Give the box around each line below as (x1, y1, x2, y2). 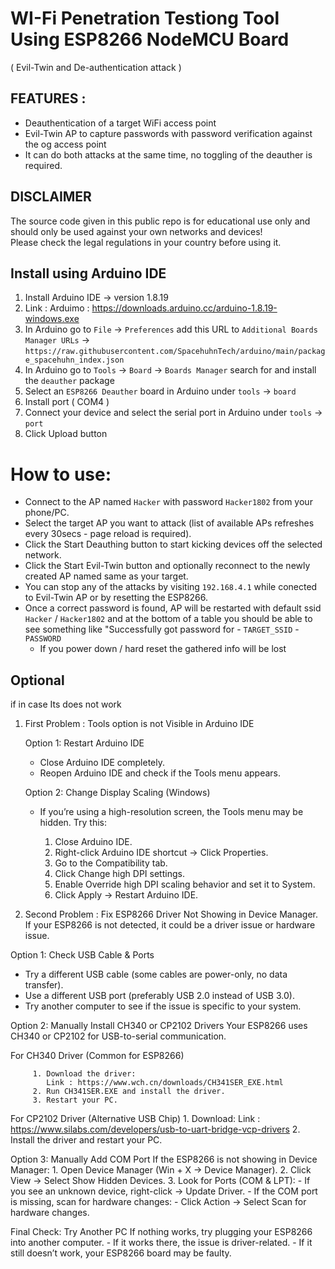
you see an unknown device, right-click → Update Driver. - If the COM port (10, 1185, 318, 1197)
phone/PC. (24, 507, 70, 519)
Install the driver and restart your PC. (10, 1134, 163, 1146)
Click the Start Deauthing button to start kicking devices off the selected (24, 538, 323, 551)
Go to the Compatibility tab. (54, 857, 168, 869)
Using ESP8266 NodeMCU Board (10, 28, 290, 51)
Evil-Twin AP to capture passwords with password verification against (24, 127, 313, 139)
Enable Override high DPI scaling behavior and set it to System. (54, 878, 316, 891)
